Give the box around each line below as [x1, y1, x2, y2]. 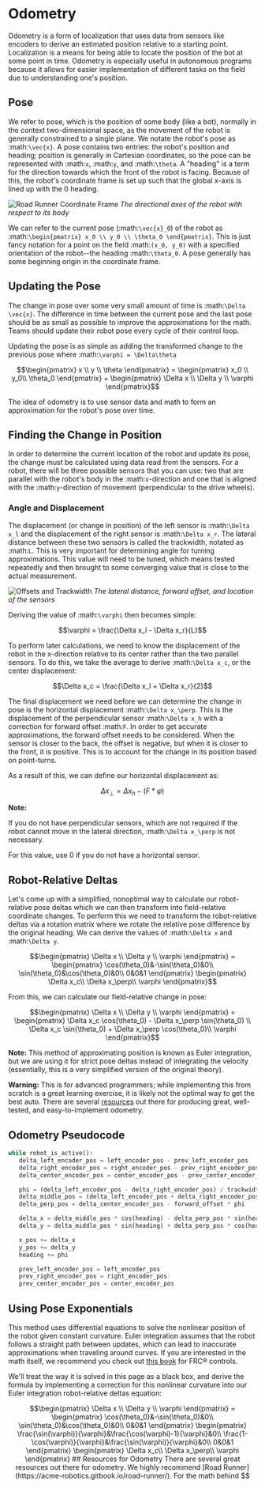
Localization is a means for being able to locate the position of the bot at [8, 47, 243, 57]
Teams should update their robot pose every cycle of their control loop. [8, 326, 240, 335]
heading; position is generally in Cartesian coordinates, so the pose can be [8, 150, 252, 160]
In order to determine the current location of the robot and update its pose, [8, 449, 251, 459]
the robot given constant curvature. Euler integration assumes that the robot [8, 1331, 256, 1341]
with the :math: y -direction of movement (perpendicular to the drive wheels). [8, 483, 255, 493]
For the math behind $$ [173, 1471, 250, 1481]
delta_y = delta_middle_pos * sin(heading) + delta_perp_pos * [18, 1222, 231, 1230]
